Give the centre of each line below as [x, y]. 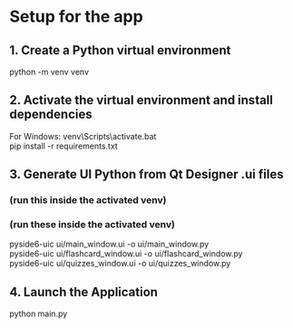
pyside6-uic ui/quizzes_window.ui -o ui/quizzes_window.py [120, 264]
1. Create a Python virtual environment [120, 50]
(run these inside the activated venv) [92, 225]
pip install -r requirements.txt [63, 146]
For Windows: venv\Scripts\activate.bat [83, 136]
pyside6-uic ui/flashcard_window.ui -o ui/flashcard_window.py [126, 254]
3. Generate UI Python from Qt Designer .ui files [146, 174]
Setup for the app [76, 17]
